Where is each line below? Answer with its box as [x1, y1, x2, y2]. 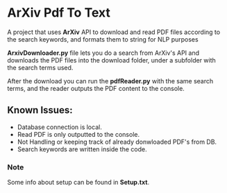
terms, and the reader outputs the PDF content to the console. [7, 84, 185, 92]
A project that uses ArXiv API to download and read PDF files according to [7, 28, 221, 36]
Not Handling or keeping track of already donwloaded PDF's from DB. [17, 137, 217, 146]
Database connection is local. [17, 123, 102, 131]
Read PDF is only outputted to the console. [17, 130, 140, 138]
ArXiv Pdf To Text [7, 5, 111, 21]
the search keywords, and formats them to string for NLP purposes [7, 35, 199, 43]
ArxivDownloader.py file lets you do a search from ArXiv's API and [7, 49, 200, 57]
